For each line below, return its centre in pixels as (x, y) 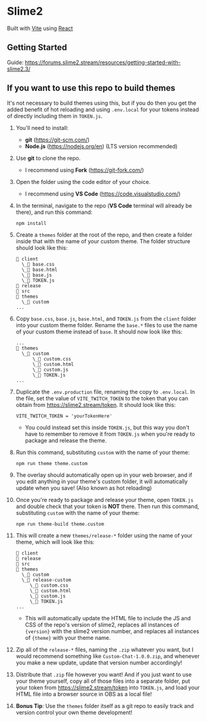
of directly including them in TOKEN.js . (55, 116)
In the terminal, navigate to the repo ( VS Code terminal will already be (104, 205)
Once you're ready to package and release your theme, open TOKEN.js (105, 500)
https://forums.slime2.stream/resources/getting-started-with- (103, 62)
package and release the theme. (66, 440)
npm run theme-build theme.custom (60, 524)
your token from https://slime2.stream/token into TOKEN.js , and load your (108, 687)
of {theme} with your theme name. (68, 637)
